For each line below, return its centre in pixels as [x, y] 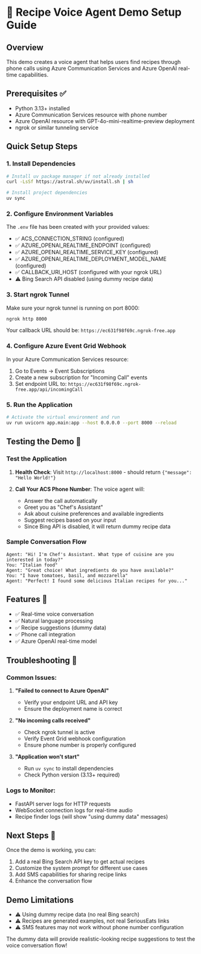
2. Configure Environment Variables [60, 214]
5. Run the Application [40, 405]
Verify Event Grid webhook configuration [75, 738]
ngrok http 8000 [27, 319]
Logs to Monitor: [31, 790]
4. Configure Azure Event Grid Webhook [66, 346]
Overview [25, 47]
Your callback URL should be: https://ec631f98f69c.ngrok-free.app [91, 330]
